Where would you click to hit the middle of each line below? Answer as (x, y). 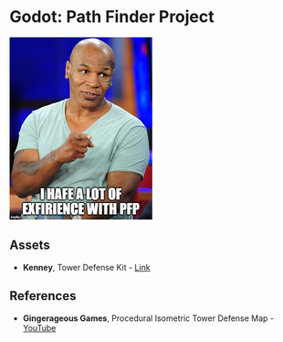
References (43, 296)
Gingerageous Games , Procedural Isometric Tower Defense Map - (148, 318)
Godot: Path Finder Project (112, 17)
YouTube (39, 327)
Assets (30, 246)
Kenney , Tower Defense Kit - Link (86, 267)
